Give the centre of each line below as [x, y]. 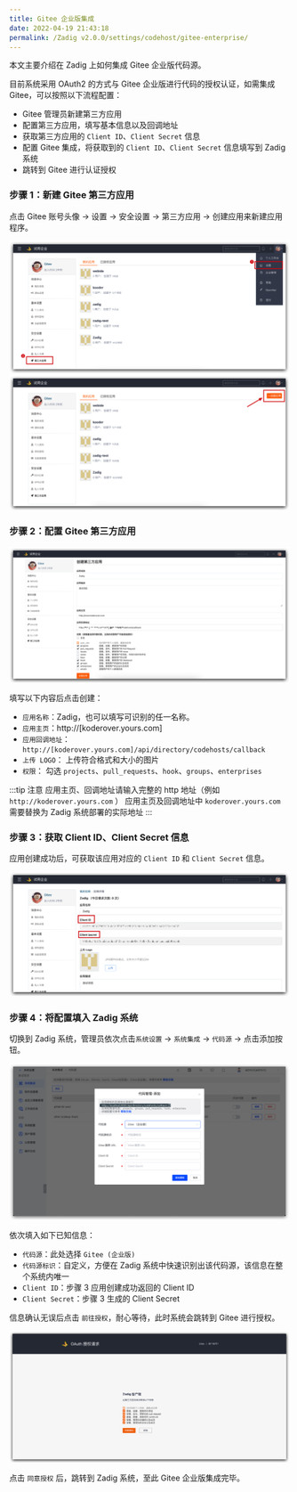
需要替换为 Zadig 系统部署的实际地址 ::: [81, 811]
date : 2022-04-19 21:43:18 [59, 28]
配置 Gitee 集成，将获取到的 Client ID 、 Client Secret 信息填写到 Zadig [154, 148]
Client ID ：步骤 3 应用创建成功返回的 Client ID [108, 1288]
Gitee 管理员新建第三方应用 [72, 114]
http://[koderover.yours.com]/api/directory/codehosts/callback [144, 750]
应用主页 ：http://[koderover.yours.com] [92, 728]
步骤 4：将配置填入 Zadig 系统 [74, 1018]
